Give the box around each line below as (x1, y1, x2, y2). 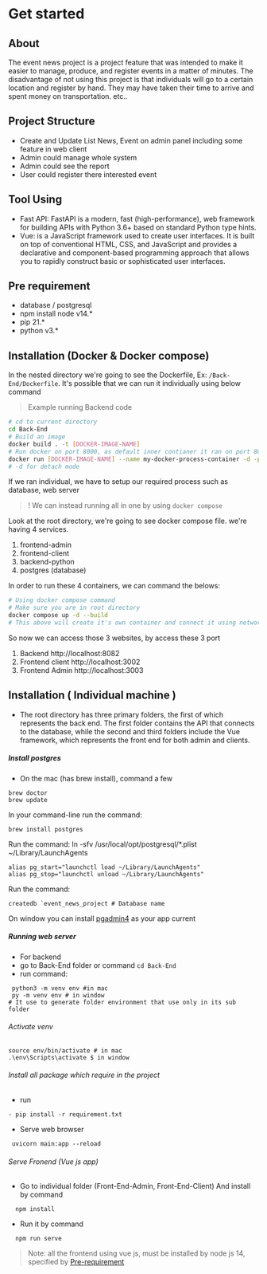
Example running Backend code (27, 403, 133, 412)
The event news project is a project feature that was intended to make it (8, 57, 244, 67)
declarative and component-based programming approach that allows (19, 248, 250, 258)
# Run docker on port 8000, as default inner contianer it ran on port (8, 447, 250, 455)
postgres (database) (19, 565, 87, 575)
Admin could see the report (19, 161, 110, 171)
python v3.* (19, 326, 59, 336)
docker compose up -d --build (8, 611, 109, 619)
